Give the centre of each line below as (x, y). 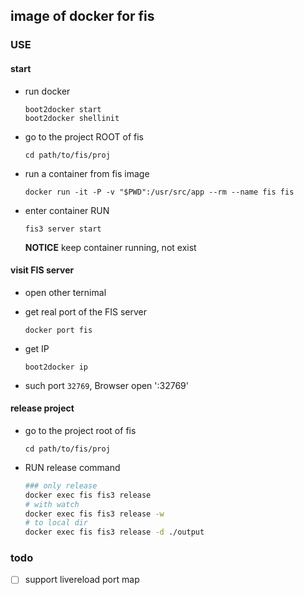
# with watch (52, 504)
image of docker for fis (82, 16)
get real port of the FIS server (86, 311)
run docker (47, 91)
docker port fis (58, 330)
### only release (61, 485)
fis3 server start (63, 229)
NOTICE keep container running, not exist (110, 247)
